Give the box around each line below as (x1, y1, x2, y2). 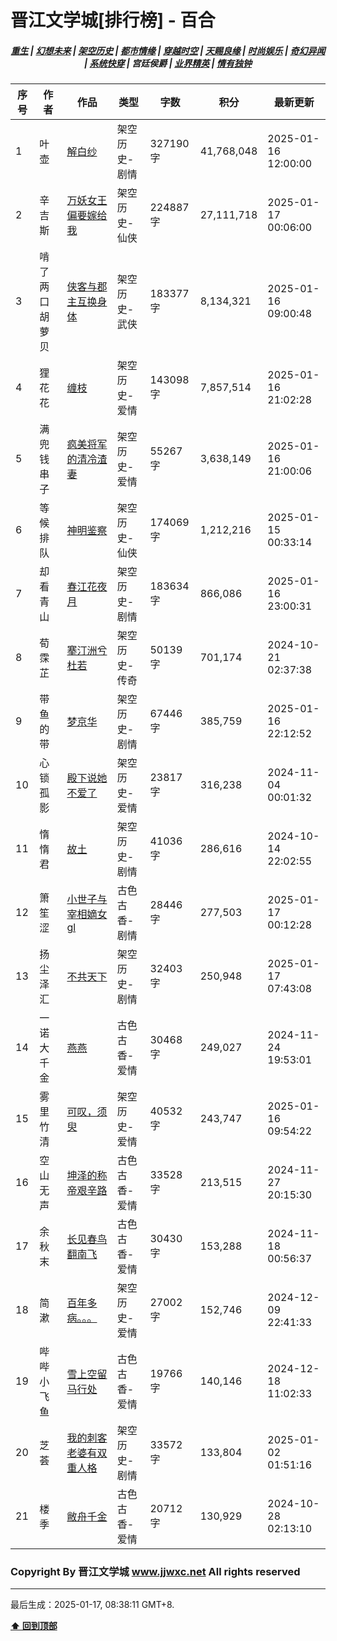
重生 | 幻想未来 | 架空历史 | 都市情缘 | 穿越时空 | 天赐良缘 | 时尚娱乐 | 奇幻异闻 (10, 44, 326, 56)
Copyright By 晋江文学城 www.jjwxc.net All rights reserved (10, 1565, 301, 1579)
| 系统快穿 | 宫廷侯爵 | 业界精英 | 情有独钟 (83, 57, 253, 69)
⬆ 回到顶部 (10, 1620, 58, 1632)
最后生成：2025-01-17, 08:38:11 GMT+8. (10, 1599, 175, 1611)
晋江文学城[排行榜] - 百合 (10, 9, 216, 32)
